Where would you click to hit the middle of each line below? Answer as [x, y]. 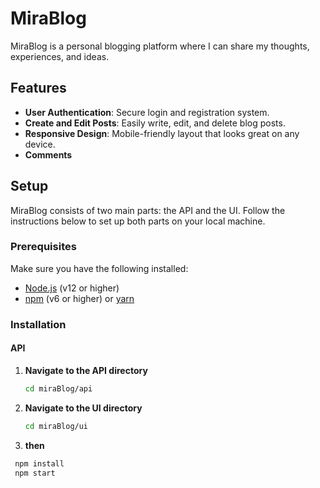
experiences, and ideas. [60, 56]
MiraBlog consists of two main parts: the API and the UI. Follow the [148, 210]
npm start [35, 473]
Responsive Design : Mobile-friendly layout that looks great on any [162, 133]
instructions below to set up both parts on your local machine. [138, 221]
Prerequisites [43, 247]
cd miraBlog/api [58, 388]
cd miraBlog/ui [56, 426]
